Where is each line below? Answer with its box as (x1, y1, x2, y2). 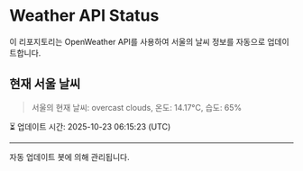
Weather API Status (9, 5, 160, 26)
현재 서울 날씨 (9, 76, 81, 92)
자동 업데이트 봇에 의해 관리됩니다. (9, 151, 130, 162)
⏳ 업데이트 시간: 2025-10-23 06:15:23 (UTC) (9, 121, 171, 131)
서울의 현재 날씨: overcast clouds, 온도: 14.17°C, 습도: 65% (31, 102, 243, 112)
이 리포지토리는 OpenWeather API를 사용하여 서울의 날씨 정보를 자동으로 (9, 36, 266, 47)
